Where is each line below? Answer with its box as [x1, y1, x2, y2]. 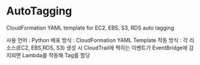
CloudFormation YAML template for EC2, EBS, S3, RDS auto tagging [6, 24, 175, 31]
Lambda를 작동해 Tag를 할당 [22, 51, 90, 58]
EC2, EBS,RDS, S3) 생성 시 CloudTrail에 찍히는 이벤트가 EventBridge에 [17, 44, 188, 51]
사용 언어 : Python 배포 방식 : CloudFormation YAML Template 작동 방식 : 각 [6, 36, 188, 43]
